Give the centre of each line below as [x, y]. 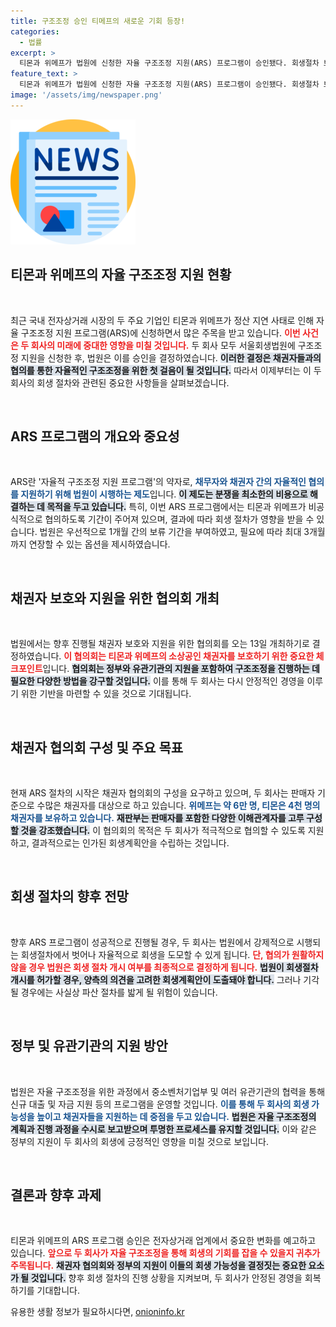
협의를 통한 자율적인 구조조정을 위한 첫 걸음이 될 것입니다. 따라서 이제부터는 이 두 [166, 370]
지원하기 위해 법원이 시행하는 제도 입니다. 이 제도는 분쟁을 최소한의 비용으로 [164, 494]
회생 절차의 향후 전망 [69, 896]
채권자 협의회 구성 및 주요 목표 [97, 747]
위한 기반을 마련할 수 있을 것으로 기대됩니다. [106, 694]
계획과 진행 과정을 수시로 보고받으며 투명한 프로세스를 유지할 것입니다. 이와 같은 [163, 1129]
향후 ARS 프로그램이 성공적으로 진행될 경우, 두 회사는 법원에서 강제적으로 [152, 942]
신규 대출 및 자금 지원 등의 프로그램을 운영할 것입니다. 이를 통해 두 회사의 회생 [160, 1104]
